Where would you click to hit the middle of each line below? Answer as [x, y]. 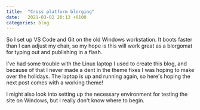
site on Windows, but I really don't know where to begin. [76, 100]
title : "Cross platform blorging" [50, 12]
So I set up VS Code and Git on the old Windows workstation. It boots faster [99, 40]
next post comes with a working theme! [55, 83]
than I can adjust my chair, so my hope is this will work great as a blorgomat [99, 46]
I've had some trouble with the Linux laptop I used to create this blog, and [96, 64]
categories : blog [28, 23]
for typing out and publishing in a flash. [54, 52]
